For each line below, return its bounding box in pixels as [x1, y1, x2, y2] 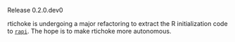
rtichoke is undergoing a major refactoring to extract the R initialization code [7, 20, 228, 27]
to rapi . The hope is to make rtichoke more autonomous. [7, 27, 172, 35]
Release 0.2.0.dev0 [7, 6, 63, 14]
